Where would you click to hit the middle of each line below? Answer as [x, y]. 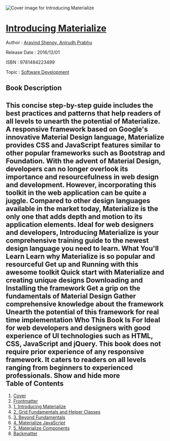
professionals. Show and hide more [63, 376]
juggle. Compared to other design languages [78, 201]
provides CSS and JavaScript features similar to [83, 145]
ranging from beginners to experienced [69, 367]
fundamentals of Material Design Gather [71, 296]
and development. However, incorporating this [81, 185]
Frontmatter [25, 401]
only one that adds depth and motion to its [74, 216]
